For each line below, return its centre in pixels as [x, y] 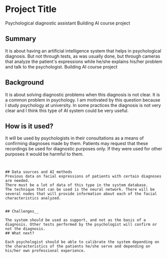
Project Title [31, 9]
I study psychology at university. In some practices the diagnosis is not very [83, 105]
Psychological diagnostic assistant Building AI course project [68, 23]
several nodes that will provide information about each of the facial [81, 194]
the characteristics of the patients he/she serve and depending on [78, 246]
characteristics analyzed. [33, 198]
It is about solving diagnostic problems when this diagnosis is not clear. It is [83, 94]
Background [24, 83]
